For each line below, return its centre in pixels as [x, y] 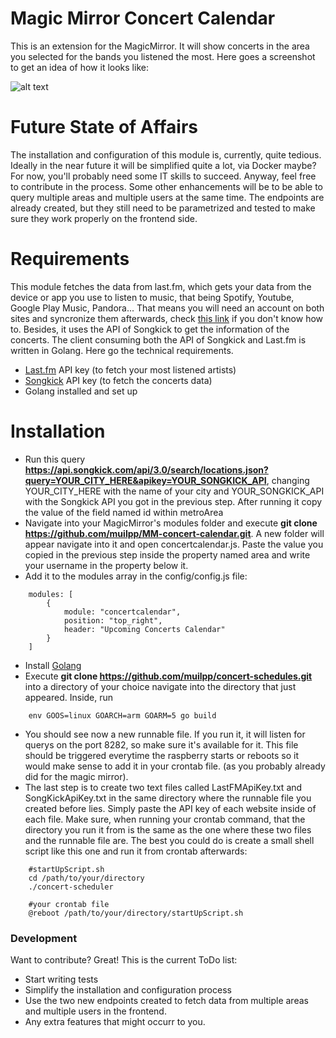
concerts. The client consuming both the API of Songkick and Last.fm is [158, 339]
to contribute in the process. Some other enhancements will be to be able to [166, 186]
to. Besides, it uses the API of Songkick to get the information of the [150, 329]
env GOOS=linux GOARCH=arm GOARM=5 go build [122, 715]
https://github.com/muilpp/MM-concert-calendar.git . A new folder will [174, 533]
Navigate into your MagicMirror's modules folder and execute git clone [171, 523]
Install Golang [53, 665]
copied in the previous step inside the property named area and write [167, 554]
